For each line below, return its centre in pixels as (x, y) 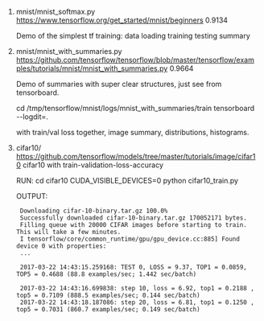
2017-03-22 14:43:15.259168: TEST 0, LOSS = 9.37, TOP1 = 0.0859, (133, 267)
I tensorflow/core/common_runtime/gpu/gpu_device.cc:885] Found (130, 239)
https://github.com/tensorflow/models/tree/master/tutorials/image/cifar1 (136, 156)
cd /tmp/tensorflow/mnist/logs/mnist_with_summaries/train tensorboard (135, 108)
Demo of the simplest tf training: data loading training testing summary (133, 36)
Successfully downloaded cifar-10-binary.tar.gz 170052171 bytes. (133, 218)
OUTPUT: (32, 196)
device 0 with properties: (61, 246)
